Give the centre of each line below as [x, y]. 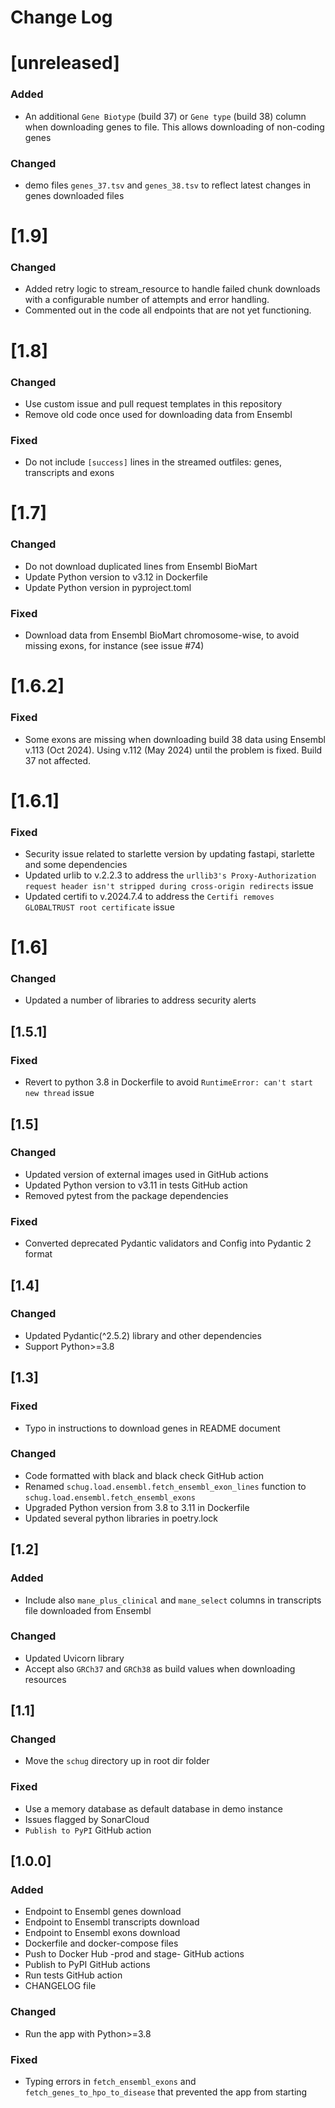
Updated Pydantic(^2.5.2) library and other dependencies [143, 1335]
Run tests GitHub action [73, 1975]
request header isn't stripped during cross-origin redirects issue [169, 885]
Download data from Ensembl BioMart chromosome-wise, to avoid [162, 635]
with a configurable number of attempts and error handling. [147, 300]
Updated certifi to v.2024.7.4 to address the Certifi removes [149, 896]
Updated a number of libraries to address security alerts [140, 1000]
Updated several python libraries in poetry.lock [121, 1518]
